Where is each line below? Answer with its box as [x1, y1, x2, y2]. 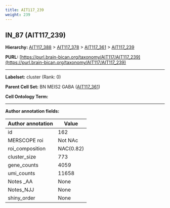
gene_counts [8, 161, 39, 169]
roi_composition [8, 145, 46, 152]
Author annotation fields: [5, 108, 60, 114]
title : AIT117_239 [5, 7, 44, 13]
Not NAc [58, 137, 78, 144]
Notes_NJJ [8, 186, 34, 193]
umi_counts [8, 170, 35, 177]
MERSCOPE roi [8, 137, 44, 144]
